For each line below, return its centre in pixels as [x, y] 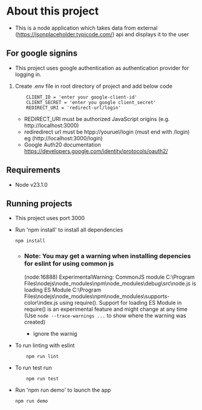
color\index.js [41, 302]
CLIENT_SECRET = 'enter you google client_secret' [91, 102]
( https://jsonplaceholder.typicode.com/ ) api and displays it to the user [102, 34]
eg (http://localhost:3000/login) [63, 138]
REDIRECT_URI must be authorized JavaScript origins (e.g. [97, 119]
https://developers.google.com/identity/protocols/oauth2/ [96, 151]
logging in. [28, 74]
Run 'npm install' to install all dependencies [69, 230]
